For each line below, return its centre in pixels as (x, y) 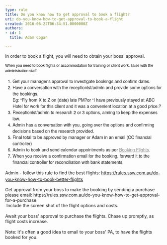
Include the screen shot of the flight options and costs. (62, 205)
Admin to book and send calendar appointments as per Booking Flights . (81, 149)
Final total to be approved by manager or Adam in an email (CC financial (82, 137)
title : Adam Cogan (29, 38)
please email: (19, 195)
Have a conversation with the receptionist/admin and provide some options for (87, 87)
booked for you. (22, 237)
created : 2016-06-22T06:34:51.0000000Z (46, 24)
